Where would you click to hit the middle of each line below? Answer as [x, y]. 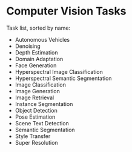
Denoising [28, 46]
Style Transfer [33, 136]
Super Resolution [37, 142]
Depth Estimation [36, 52]
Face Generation [36, 65]
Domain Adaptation [39, 59]
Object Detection [36, 110]
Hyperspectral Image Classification [59, 71]
